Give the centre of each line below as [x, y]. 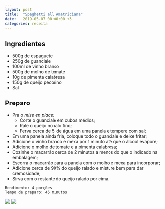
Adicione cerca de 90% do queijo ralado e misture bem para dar [78, 168]
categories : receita [27, 24]
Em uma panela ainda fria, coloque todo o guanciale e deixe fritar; [80, 136]
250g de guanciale [31, 61]
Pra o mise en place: [33, 115]
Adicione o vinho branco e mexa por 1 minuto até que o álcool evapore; [85, 141]
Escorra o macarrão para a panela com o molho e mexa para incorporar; [86, 163]
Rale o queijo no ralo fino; [46, 125]
